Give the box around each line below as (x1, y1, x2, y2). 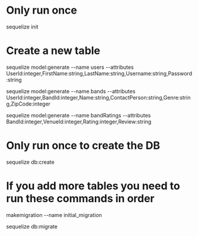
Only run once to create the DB (6, 139, 160, 152)
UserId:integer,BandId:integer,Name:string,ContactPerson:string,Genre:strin (6, 94, 191, 101)
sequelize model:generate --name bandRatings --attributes (6, 111, 151, 119)
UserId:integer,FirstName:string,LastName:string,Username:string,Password (6, 69, 193, 77)
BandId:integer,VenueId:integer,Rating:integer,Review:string (6, 118, 152, 125)
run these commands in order (6, 192, 155, 205)
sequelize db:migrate (6, 223, 58, 230)
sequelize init (6, 23, 39, 30)
